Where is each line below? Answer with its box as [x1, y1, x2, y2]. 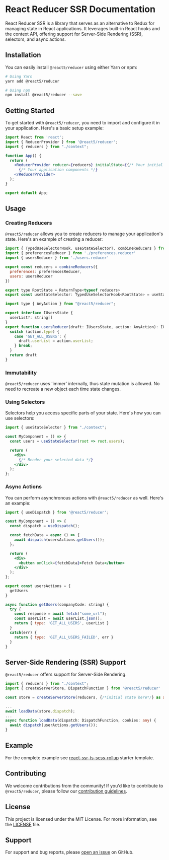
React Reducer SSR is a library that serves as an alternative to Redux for [5, 20, 155, 26]
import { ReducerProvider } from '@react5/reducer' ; [5, 139, 118, 145]
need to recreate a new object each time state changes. [5, 386, 121, 392]
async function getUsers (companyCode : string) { [5, 602, 109, 607]
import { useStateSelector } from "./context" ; [5, 425, 107, 430]
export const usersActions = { [5, 584, 71, 589]
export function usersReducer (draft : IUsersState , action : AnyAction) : [5, 324, 158, 329]
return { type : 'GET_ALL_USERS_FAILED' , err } [14, 634, 114, 640]
